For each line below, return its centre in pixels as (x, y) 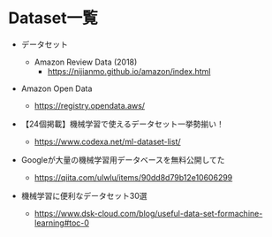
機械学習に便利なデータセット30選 (84, 195)
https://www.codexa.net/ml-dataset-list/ (108, 141)
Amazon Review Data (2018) (86, 62)
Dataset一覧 (53, 18)
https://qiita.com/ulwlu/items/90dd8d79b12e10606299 (133, 177)
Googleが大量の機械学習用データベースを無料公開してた (123, 159)
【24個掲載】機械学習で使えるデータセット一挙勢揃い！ (122, 124)
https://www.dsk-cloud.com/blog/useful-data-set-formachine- (148, 213)
